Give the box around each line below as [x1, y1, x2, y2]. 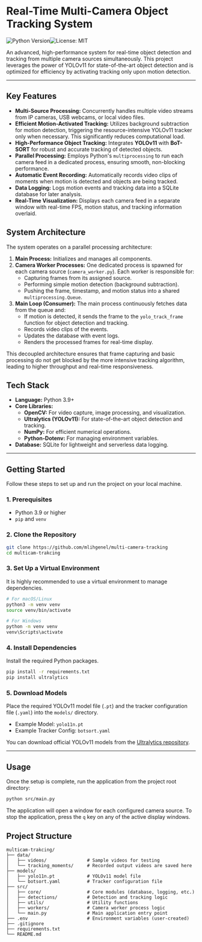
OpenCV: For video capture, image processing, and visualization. [23, 409, 186, 416]
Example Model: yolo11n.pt [14, 721, 84, 728]
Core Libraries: [14, 403, 54, 410]
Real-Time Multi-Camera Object [6, 4, 168, 18]
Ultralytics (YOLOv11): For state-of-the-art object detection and [23, 415, 183, 423]
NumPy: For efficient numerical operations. [23, 428, 132, 436]
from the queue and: [14, 306, 66, 313]
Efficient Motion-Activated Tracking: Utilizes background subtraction [14, 119, 189, 127]
